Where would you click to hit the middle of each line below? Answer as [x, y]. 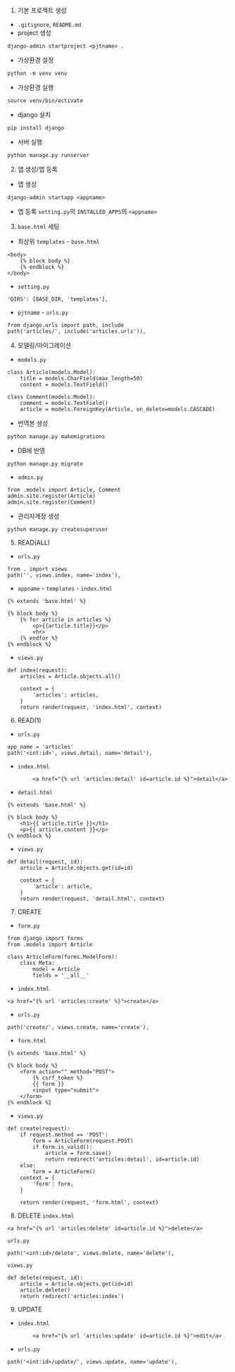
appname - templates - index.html [65, 588]
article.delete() [45, 1290]
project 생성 [34, 33]
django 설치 [34, 114]
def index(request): [38, 671]
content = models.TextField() [64, 385]
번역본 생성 [33, 423]
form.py [28, 926]
